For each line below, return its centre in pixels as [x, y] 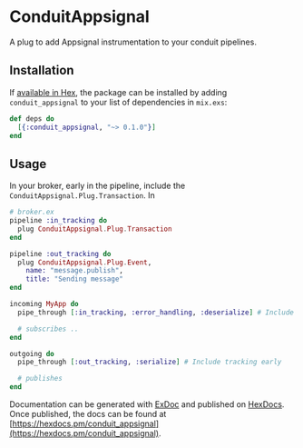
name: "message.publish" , [75, 271]
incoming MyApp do [44, 304]
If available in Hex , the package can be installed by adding [118, 92]
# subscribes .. [48, 329]
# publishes [40, 379]
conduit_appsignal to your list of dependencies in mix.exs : [118, 102]
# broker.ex [32, 212]
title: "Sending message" [75, 279]
